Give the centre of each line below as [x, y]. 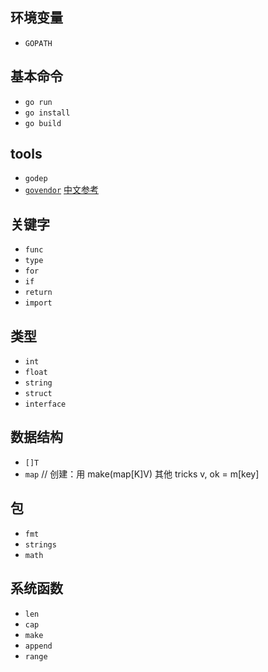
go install [47, 113]
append [38, 646]
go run [38, 102]
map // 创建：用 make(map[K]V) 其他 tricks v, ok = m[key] [142, 474]
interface [45, 404]
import [38, 303]
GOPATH [38, 43]
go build [43, 123]
